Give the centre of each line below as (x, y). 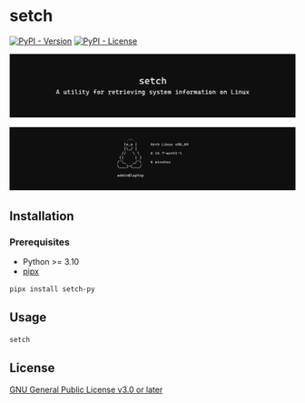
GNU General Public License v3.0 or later (86, 390)
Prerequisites (39, 242)
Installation (42, 216)
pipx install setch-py (52, 289)
